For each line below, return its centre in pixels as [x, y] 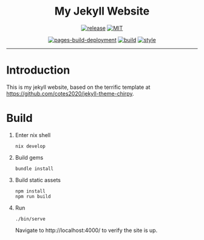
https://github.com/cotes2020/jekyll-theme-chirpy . [70, 93]
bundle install [34, 169]
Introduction [38, 70]
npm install [30, 191]
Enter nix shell [33, 135]
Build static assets [38, 180]
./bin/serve [30, 219]
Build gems [29, 157]
